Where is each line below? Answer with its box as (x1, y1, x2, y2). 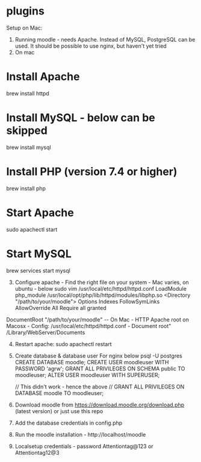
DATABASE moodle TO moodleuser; (14, 389, 104, 396)
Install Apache (6, 70, 80, 84)
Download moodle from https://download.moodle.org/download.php (14, 401, 185, 408)
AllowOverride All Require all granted (14, 304, 107, 311)
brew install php (6, 185, 46, 192)
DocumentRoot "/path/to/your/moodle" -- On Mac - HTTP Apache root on (6, 315, 190, 323)
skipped (6, 124, 48, 138)
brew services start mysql (6, 267, 70, 274)
